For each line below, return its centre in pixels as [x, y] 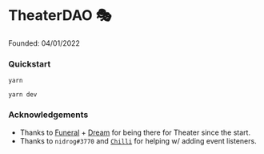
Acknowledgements [48, 115]
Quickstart [30, 63]
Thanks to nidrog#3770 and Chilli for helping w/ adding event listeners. [138, 140]
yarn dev [23, 95]
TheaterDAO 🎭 [60, 16]
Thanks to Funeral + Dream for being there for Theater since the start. [135, 132]
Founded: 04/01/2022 [44, 43]
